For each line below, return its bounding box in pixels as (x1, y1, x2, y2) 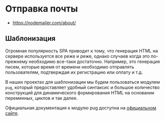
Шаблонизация (5, 34, 56, 43)
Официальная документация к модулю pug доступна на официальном (5, 104, 157, 111)
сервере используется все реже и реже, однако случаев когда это (5, 53, 150, 59)
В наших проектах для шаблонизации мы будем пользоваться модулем (5, 79, 160, 85)
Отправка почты (5, 3, 78, 15)
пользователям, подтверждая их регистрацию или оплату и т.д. (5, 69, 143, 75)
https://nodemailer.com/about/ (12, 20, 76, 26)
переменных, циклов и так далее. (5, 95, 78, 101)
